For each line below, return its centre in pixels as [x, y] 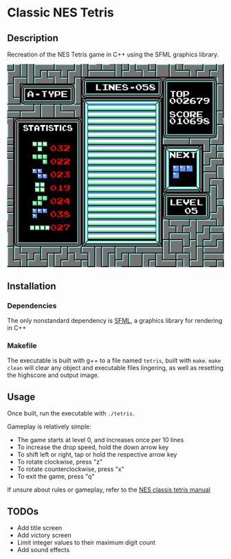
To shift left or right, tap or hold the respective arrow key [97, 455]
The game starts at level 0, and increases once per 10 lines [100, 440]
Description [33, 38]
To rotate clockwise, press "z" [60, 462]
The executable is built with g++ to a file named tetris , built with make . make [114, 361]
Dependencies [32, 306]
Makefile [22, 346]
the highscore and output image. [53, 375]
